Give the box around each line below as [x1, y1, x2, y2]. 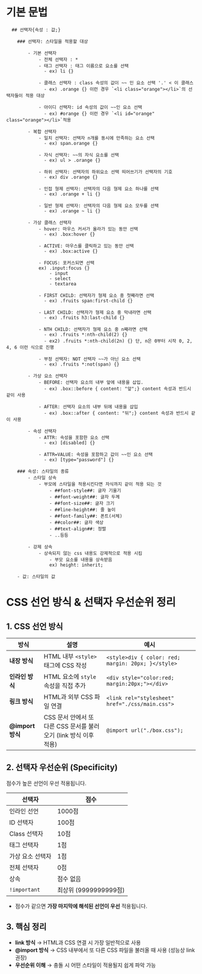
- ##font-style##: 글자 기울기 [49, 488, 121, 494]
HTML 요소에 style [43, 672, 97, 681]
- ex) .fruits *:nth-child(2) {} [44, 331, 128, 337]
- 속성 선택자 [28, 428, 57, 434]
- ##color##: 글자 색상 [49, 519, 104, 525]
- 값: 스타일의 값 [17, 574, 56, 580]
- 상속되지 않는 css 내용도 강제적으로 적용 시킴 [38, 550, 142, 556]
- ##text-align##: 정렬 [49, 525, 106, 532]
